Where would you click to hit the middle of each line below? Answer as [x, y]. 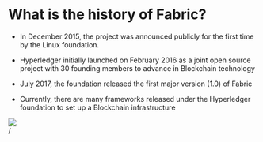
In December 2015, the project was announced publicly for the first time [137, 36]
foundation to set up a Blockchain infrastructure [97, 107]
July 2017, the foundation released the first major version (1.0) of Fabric [136, 84]
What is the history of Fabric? [107, 15]
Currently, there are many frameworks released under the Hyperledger [135, 99]
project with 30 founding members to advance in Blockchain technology [137, 68]
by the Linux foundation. [59, 44]
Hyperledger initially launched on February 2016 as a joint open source [135, 60]
